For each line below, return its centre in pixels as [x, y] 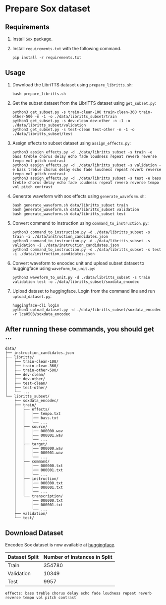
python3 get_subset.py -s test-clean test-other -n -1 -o [73, 130]
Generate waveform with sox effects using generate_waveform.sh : [79, 196]
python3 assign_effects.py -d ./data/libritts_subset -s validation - [87, 165]
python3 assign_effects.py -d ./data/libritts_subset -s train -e [82, 152]
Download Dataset [34, 533]
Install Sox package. [32, 39]
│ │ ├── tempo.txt [37, 413]
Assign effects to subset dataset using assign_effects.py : [72, 143]
